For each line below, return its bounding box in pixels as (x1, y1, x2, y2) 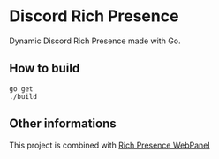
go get (9, 84, 34, 94)
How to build (9, 61, 80, 76)
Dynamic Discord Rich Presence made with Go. (9, 35, 181, 46)
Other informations (9, 117, 117, 132)
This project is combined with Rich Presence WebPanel (9, 140, 210, 150)
